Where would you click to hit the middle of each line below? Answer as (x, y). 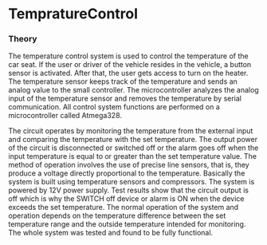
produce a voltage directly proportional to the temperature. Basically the (127, 173)
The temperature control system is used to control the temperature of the (128, 56)
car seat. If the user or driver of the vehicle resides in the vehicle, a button (130, 65)
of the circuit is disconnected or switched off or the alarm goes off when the (133, 148)
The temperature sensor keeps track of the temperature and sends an (123, 81)
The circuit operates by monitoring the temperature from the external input (131, 131)
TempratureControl (73, 14)
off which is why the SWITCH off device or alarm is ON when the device (126, 199)
